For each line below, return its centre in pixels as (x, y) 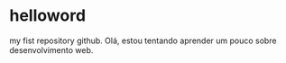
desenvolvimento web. (51, 49)
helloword (48, 16)
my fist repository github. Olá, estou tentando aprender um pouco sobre (143, 40)
